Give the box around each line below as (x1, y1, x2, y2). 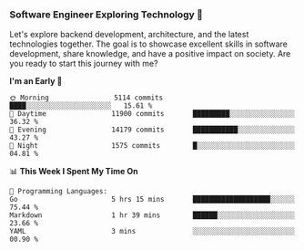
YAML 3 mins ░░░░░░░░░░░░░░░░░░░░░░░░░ (9, 227, 296, 236)
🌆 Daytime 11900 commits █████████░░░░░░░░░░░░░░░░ (9, 110, 296, 119)
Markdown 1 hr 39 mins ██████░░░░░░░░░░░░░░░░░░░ (9, 211, 296, 220)
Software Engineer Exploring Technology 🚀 (9, 8, 203, 21)
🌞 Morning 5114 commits (9, 93, 164, 103)
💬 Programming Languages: (9, 187, 107, 196)
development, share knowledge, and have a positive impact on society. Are (9, 48, 291, 59)
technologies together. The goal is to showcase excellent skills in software (9, 38, 289, 49)
